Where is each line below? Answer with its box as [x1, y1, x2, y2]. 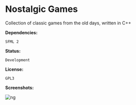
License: [5, 66, 23, 72]
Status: [5, 48, 21, 54]
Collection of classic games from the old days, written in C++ [5, 20, 131, 26]
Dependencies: [5, 29, 38, 35]
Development [5, 57, 30, 63]
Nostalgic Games [5, 3, 78, 15]
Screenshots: [5, 85, 34, 91]
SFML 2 [5, 39, 19, 44]
